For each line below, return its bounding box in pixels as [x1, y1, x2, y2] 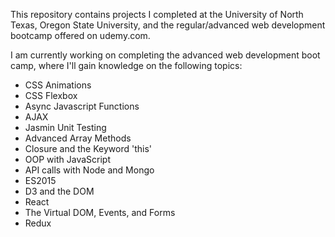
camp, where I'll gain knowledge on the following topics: [10, 60, 243, 71]
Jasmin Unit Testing [24, 122, 107, 133]
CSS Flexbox [24, 90, 78, 101]
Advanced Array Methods [24, 132, 132, 144]
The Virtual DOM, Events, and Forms [24, 207, 176, 218]
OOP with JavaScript [24, 154, 111, 165]
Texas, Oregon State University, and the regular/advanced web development [10, 19, 326, 31]
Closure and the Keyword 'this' [24, 143, 153, 154]
